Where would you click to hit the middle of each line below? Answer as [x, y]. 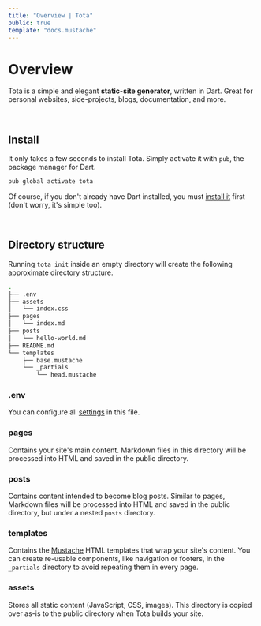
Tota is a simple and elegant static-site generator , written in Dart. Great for [131, 91]
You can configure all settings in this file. [74, 412]
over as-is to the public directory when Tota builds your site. [106, 613]
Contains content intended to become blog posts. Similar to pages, [117, 496]
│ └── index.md [37, 324]
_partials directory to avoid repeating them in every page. [103, 567]
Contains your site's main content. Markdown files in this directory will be [127, 450]
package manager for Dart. [52, 167]
